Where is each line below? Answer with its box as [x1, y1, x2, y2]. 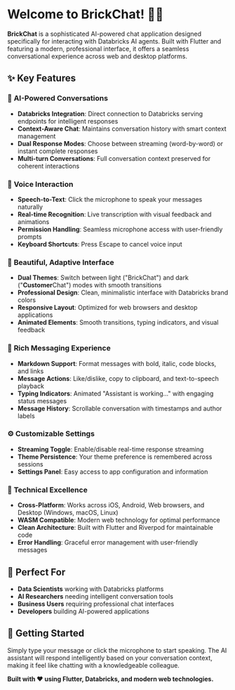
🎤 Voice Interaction [7, 179, 74, 189]
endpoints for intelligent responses [17, 117, 119, 125]
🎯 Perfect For [7, 566, 66, 578]
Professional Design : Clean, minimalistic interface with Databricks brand [17, 288, 229, 297]
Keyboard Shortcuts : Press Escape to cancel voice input [17, 240, 182, 248]
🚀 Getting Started [7, 627, 85, 639]
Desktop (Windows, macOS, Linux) [17, 509, 119, 517]
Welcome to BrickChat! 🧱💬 [7, 6, 164, 22]
